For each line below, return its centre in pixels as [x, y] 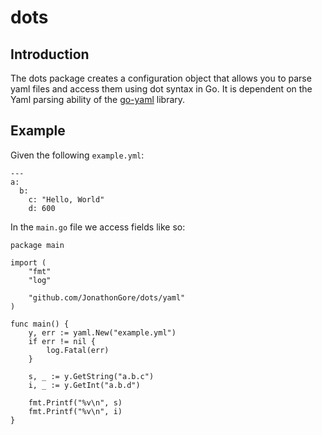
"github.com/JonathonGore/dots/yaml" [107, 297]
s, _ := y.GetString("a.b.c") [91, 376]
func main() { [40, 324]
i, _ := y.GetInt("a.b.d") [84, 385]
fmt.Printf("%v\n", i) [75, 411]
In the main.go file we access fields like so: [98, 227]
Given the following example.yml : [77, 155]
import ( [28, 262]
